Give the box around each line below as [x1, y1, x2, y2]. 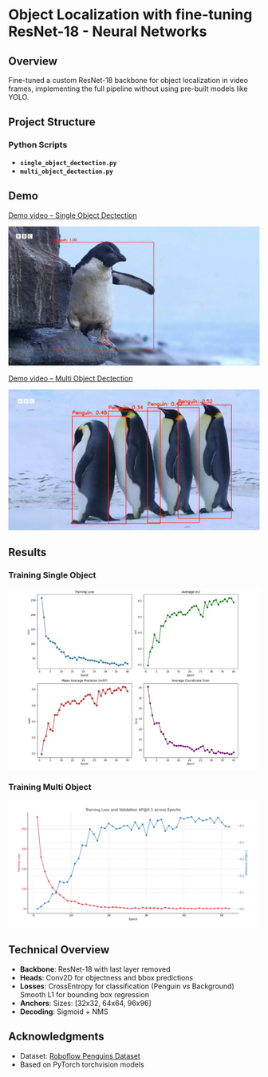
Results [8, 546, 47, 559]
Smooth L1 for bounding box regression [19, 989, 150, 999]
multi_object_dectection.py [19, 168, 113, 176]
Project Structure [8, 116, 96, 129]
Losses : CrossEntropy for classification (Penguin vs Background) [19, 981, 235, 991]
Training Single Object [8, 570, 97, 581]
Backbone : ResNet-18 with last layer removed [19, 964, 171, 974]
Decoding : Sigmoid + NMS [19, 1007, 109, 1016]
